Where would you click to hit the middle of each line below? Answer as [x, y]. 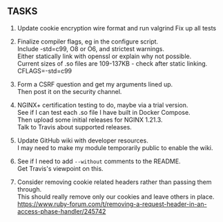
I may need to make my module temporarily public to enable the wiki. [115, 147]
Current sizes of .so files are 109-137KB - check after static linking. [112, 63]
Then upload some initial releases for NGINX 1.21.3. [90, 120]
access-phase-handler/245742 [61, 211]
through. [29, 189]
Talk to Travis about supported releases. [75, 127]
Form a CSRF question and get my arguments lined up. [95, 84]
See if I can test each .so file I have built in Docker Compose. [104, 112]
